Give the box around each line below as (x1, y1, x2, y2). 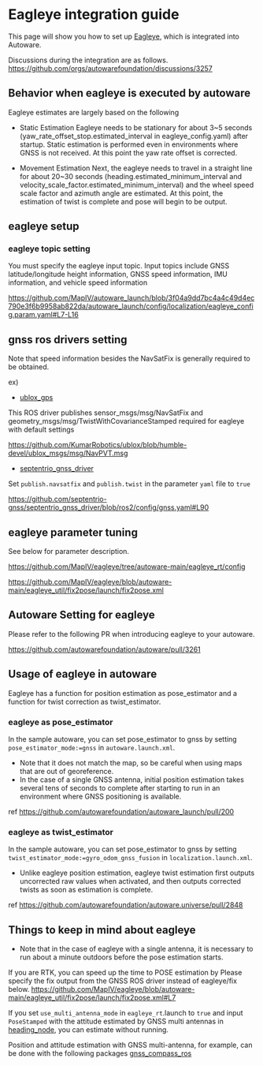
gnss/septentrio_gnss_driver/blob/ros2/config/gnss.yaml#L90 (8, 503, 209, 512)
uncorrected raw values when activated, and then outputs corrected (19, 877, 242, 886)
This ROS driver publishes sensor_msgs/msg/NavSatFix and (8, 408, 203, 417)
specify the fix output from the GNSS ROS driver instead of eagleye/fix (8, 976, 238, 986)
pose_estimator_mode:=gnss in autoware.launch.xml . (8, 742, 176, 752)
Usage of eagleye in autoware (8, 668, 157, 681)
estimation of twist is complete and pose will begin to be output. (19, 196, 228, 206)
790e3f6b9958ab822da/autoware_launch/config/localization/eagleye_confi (8, 301, 254, 311)
